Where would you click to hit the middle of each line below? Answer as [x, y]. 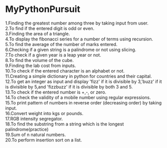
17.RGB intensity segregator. [34, 118]
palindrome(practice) [27, 129]
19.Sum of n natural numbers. [36, 134]
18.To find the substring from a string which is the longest [64, 124]
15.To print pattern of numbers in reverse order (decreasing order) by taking [83, 102]
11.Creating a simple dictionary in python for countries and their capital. [78, 76]
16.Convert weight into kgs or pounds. [44, 113]
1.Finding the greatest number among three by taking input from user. [77, 23]
